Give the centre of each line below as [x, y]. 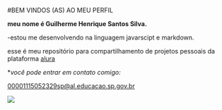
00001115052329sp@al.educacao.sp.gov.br [71, 86]
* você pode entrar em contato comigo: [64, 72]
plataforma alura [31, 59]
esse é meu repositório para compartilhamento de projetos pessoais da [111, 51]
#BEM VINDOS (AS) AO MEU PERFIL [60, 10]
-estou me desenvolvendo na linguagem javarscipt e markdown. [101, 37]
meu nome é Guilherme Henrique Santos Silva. [77, 24]
